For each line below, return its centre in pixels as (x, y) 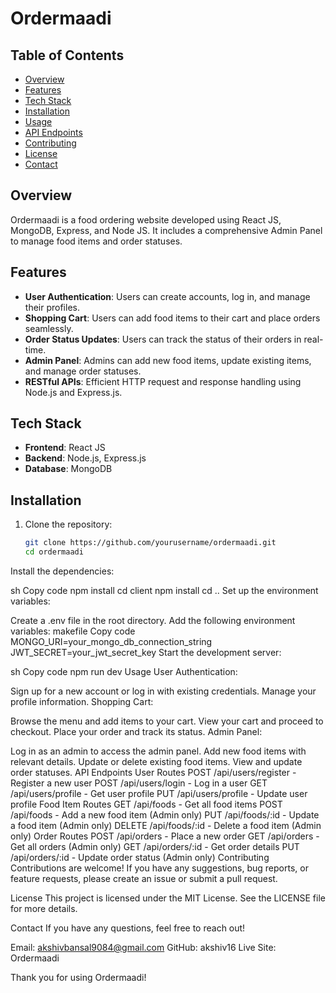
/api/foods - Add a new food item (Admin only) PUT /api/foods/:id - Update (165, 815)
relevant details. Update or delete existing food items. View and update (156, 761)
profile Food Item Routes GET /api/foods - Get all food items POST (146, 804)
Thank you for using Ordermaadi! (78, 977)
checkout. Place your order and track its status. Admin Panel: (136, 731)
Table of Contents (67, 55)
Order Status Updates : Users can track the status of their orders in (163, 339)
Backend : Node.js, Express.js (85, 458)
